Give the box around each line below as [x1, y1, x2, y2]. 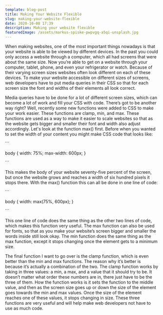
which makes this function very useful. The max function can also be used [5, 223, 155, 229]
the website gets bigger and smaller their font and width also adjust [5, 121, 141, 127]
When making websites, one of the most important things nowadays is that [5, 44, 155, 49]
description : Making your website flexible [5, 26, 95, 30]
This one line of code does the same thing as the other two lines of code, [5, 218, 152, 223]
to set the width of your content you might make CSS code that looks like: [5, 131, 153, 137]
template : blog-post [5, 7, 47, 12]
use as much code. [5, 305, 43, 311]
